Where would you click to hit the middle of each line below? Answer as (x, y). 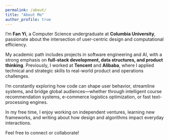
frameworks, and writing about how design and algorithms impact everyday (84, 118)
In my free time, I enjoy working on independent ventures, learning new (80, 112)
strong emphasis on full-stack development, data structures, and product (84, 60)
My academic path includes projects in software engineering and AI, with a (84, 54)
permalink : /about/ (26, 10)
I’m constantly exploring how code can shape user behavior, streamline (80, 86)
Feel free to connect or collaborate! (42, 133)
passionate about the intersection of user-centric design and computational (84, 39)
